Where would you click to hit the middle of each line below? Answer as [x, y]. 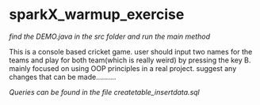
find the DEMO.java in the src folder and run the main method [110, 36]
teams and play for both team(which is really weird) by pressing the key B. [130, 60]
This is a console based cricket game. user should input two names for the [131, 51]
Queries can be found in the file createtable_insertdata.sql [105, 92]
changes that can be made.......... [63, 77]
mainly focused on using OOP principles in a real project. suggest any [123, 68]
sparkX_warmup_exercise [97, 15]
